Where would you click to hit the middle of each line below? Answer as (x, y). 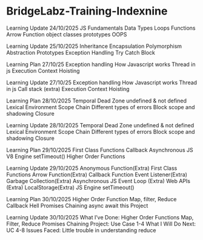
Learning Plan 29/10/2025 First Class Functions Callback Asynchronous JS (100, 150)
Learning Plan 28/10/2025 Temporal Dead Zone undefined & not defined (96, 101)
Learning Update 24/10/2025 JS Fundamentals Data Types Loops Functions (101, 28)
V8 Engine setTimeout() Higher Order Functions (66, 156)
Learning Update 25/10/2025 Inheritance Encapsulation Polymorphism (94, 46)
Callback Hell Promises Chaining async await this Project (77, 205)
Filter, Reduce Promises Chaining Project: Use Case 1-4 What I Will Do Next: (101, 224)
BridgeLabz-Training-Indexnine (87, 11)
